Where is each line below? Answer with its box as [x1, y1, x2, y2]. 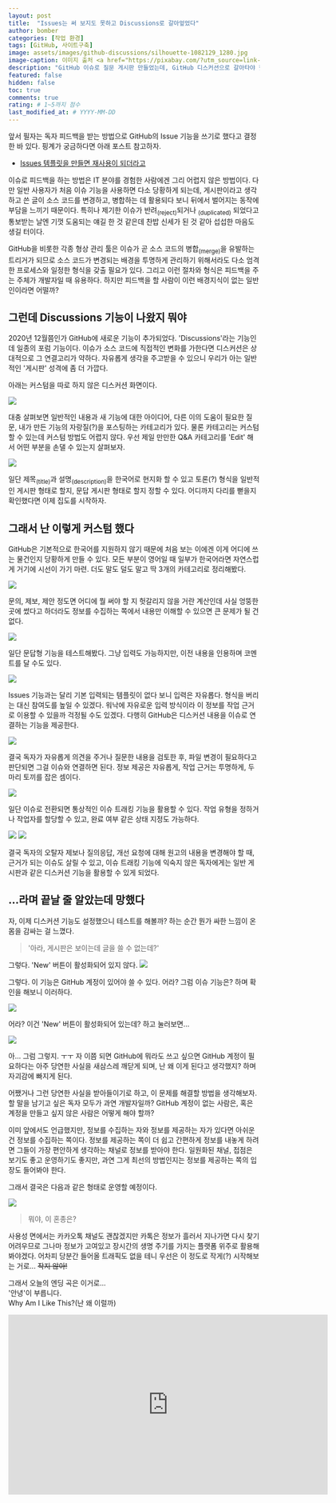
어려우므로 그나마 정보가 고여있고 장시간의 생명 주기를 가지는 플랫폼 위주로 [8, 1241, 239, 1250]
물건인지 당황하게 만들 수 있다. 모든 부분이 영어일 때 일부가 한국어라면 [16, 554, 231, 564]
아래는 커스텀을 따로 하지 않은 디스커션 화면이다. [8, 381, 158, 390]
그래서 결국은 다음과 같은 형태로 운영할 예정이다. [8, 1181, 158, 1192]
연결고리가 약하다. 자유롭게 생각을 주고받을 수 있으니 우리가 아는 [44, 354, 243, 363]
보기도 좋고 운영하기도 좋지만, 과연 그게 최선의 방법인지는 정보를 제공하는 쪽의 [8, 1155, 249, 1165]
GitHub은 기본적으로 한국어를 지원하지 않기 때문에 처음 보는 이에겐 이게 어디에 [8, 545, 251, 554]
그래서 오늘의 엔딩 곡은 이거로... [8, 1277, 106, 1288]
